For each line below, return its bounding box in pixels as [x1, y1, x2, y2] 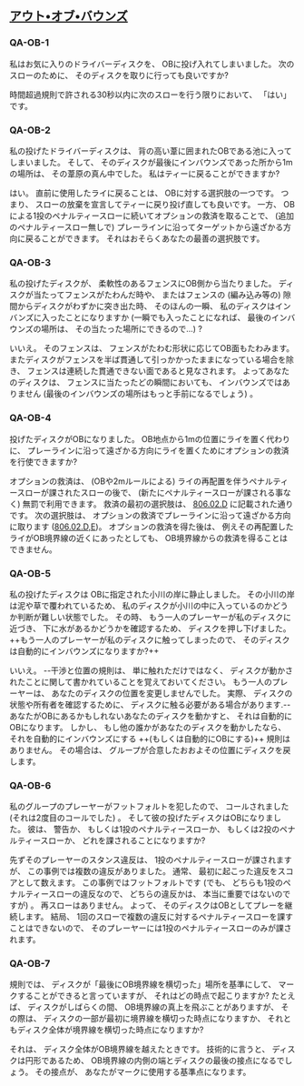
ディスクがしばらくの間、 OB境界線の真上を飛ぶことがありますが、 [26, 1001, 279, 1012]
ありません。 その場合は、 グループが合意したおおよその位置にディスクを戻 [9, 744, 291, 755]
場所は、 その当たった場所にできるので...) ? [40, 324, 202, 335]
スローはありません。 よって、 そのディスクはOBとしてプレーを [48, 900, 286, 911]
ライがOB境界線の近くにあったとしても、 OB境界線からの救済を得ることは [9, 532, 289, 543]
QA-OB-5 [9, 567, 52, 579]
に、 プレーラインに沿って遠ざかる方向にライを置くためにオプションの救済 [9, 445, 289, 456]
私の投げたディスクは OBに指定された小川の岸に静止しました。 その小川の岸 [9, 588, 295, 599]
